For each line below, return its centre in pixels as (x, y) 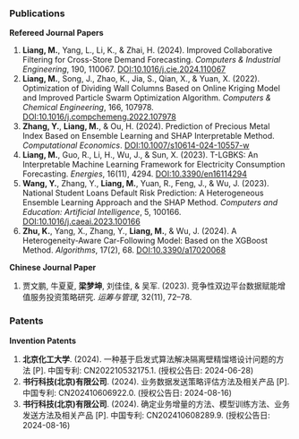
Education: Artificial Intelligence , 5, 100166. (102, 212)
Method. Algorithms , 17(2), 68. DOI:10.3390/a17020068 (124, 250)
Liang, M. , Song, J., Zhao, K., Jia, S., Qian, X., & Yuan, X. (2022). (141, 79)
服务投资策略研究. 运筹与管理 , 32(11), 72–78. (111, 297)
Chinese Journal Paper (53, 268)
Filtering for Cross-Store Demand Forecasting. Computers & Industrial (151, 60)
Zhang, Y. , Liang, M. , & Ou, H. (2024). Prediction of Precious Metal (146, 126)
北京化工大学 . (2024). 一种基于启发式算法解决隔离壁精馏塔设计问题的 (149, 359)
